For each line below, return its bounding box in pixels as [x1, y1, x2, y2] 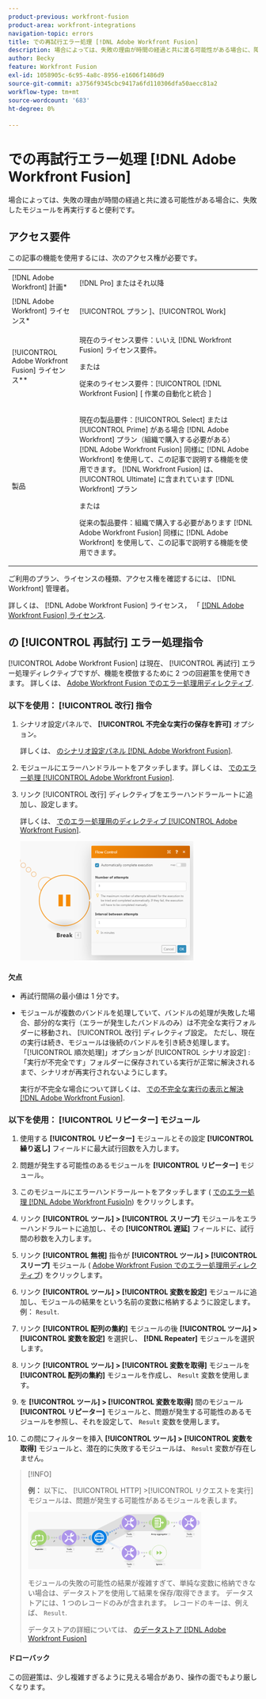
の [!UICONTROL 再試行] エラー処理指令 [8, 636, 203, 650]
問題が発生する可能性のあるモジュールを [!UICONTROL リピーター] [19, 1160, 239, 1170]
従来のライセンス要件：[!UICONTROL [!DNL [78, 379, 222, 388]
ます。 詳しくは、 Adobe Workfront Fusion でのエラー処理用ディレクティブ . [8, 678, 254, 688]
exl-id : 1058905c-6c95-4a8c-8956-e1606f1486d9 [8, 71, 165, 79]
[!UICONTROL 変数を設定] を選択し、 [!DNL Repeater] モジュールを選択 [19, 1334, 255, 1343]
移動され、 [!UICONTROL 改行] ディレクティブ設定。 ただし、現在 [40, 1028, 256, 1038]
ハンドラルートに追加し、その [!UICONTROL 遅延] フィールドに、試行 [26, 1224, 255, 1233]
